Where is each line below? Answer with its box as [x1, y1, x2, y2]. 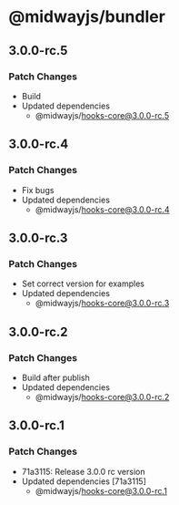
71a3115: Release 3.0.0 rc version [21, 466, 145, 477]
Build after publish [21, 372, 90, 383]
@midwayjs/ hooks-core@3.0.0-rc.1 [35, 485, 167, 496]
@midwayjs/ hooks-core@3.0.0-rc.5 [35, 109, 170, 120]
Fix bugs [21, 184, 55, 195]
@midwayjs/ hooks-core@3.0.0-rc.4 [35, 203, 170, 215]
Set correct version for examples [21, 278, 144, 289]
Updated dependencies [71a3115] [21, 476, 146, 487]
